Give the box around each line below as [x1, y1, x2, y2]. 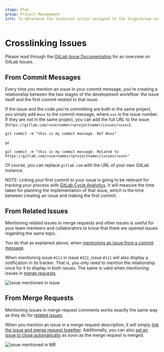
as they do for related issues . [5, 312, 63, 318]
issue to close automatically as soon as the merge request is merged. [5, 332, 144, 338]
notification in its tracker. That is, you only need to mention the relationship [5, 260, 155, 266]
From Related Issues [5, 207, 68, 215]
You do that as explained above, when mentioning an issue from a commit [5, 240, 154, 245]
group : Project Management [5, 12, 60, 17]
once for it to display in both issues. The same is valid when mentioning [5, 265, 149, 271]
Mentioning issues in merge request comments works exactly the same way [5, 307, 158, 313]
